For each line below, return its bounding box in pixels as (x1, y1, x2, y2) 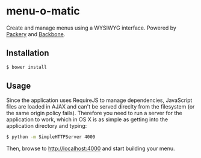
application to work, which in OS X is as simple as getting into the (6, 116, 169, 123)
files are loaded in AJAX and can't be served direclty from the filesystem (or (6, 103, 195, 110)
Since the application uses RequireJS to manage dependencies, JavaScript (6, 96, 193, 104)
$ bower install (6, 64, 47, 70)
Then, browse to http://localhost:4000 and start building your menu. (6, 145, 176, 152)
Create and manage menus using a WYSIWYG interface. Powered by (6, 24, 176, 31)
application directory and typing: (6, 122, 87, 130)
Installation (6, 48, 49, 58)
